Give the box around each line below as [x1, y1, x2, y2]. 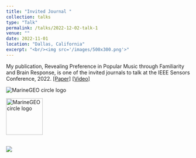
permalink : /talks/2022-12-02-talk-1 [6, 25, 98, 31]
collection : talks [6, 14, 51, 20]
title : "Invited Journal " [6, 8, 72, 15]
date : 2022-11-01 [6, 36, 49, 42]
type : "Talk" [6, 19, 38, 25]
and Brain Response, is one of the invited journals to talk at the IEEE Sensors [6, 68, 190, 76]
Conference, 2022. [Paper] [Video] [6, 75, 91, 82]
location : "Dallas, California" [6, 42, 85, 47]
